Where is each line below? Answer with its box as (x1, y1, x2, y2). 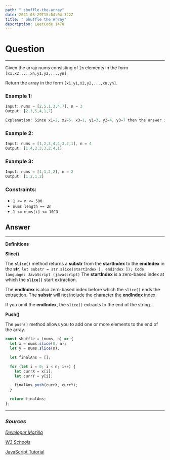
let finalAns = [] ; (10, 355, 51, 360)
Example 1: (5, 93, 32, 100)
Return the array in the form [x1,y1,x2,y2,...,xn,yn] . (5, 80, 118, 86)
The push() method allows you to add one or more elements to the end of (5, 321, 158, 328)
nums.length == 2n (12, 204, 52, 209)
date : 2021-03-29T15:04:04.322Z (5, 12, 73, 17)
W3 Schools (5, 439, 31, 445)
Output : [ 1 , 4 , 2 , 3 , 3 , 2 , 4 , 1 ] (5, 146, 62, 151)
